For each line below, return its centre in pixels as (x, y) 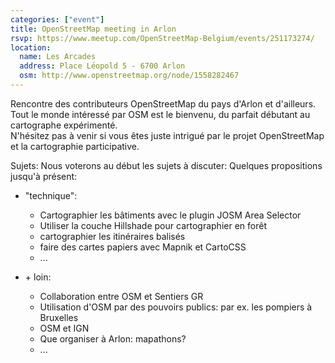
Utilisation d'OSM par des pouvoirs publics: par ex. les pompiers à (176, 307)
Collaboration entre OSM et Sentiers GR (121, 296)
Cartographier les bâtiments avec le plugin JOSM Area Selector (170, 215)
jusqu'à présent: (44, 176)
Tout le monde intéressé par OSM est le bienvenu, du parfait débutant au (160, 114)
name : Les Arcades (58, 57)
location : (31, 47)
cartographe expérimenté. (64, 125)
